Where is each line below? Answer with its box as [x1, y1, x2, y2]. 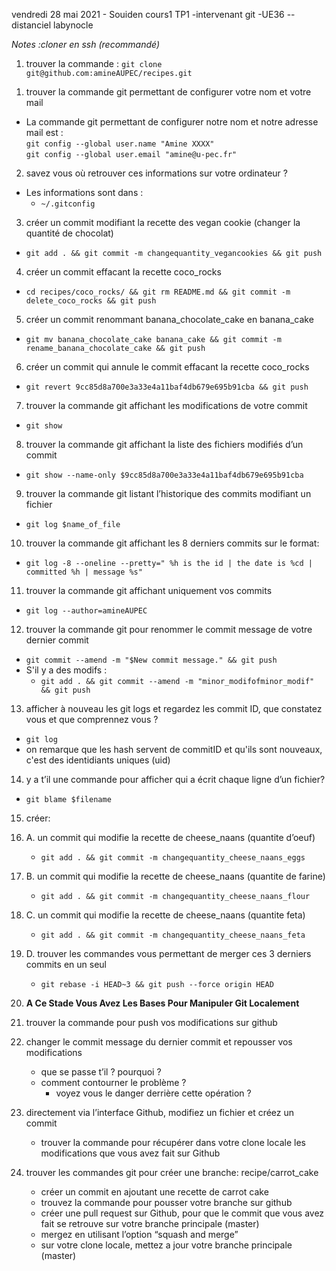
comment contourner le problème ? [40, 1077, 187, 1088]
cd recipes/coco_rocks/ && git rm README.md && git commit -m [25, 287, 291, 297]
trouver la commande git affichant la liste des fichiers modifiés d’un [25, 439, 304, 450]
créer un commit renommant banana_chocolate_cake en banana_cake [25, 314, 314, 325]
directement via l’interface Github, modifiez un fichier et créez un [25, 1107, 295, 1118]
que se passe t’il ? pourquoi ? [40, 1066, 162, 1078]
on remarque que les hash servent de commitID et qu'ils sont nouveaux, [25, 744, 323, 755]
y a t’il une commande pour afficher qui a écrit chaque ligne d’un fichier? [25, 774, 326, 785]
